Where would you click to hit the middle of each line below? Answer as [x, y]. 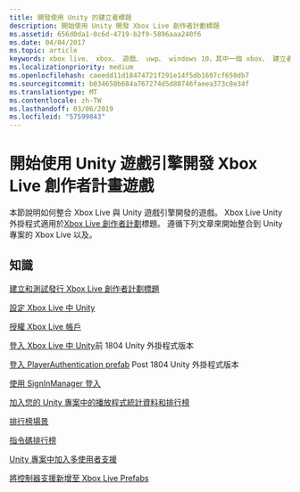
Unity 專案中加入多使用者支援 [63, 459]
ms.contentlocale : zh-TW [55, 100]
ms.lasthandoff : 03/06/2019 [62, 109]
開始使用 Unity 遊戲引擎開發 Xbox [133, 164]
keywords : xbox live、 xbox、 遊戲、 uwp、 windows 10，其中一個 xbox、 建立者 [151, 59]
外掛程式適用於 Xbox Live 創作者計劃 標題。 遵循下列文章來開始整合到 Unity [146, 224]
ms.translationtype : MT [54, 92]
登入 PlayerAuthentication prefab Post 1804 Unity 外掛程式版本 [124, 364]
